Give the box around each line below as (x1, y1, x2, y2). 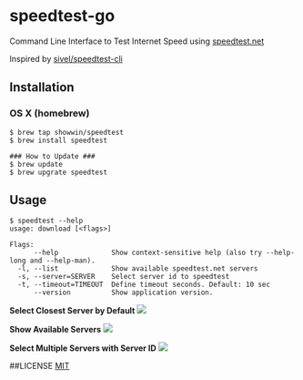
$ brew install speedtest (9, 136, 107, 145)
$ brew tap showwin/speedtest (9, 128, 125, 137)
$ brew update (9, 159, 64, 169)
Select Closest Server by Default (9, 305, 136, 316)
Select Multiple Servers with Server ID (9, 343, 157, 354)
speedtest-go (9, 5, 116, 26)
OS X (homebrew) (9, 107, 90, 119)
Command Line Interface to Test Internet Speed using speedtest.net (9, 36, 265, 46)
